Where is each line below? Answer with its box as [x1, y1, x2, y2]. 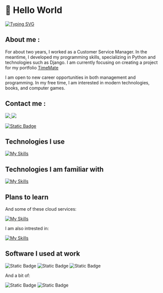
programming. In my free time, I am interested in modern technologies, [5, 79, 150, 85]
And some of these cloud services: [5, 206, 77, 212]
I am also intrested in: [5, 226, 49, 231]
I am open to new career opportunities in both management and [5, 74, 136, 80]
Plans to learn [5, 193, 49, 201]
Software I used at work [5, 250, 81, 258]
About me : [5, 35, 40, 44]
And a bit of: [5, 272, 31, 279]
